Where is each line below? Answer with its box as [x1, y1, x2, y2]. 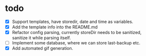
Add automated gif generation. [12, 45, 73, 51]
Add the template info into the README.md [12, 24, 98, 30]
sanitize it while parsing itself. [12, 35, 71, 41]
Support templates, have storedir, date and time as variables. [12, 19, 133, 24]
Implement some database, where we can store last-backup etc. [12, 40, 141, 46]
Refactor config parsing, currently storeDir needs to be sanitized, [12, 30, 142, 35]
